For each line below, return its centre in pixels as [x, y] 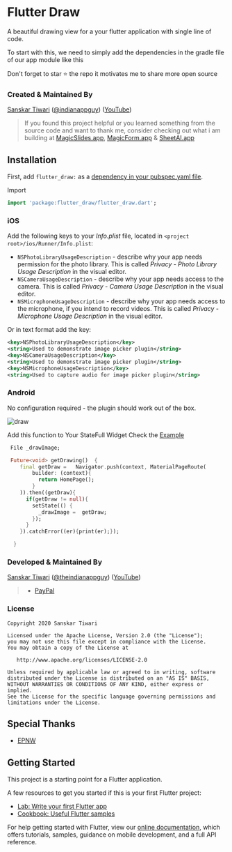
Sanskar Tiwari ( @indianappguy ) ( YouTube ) [69, 109]
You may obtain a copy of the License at [68, 648]
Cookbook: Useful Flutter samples [66, 814]
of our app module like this [45, 59]
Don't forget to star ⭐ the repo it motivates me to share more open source [113, 73]
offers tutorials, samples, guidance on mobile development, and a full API [112, 835]
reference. [22, 842]
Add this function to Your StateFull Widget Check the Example [96, 435]
